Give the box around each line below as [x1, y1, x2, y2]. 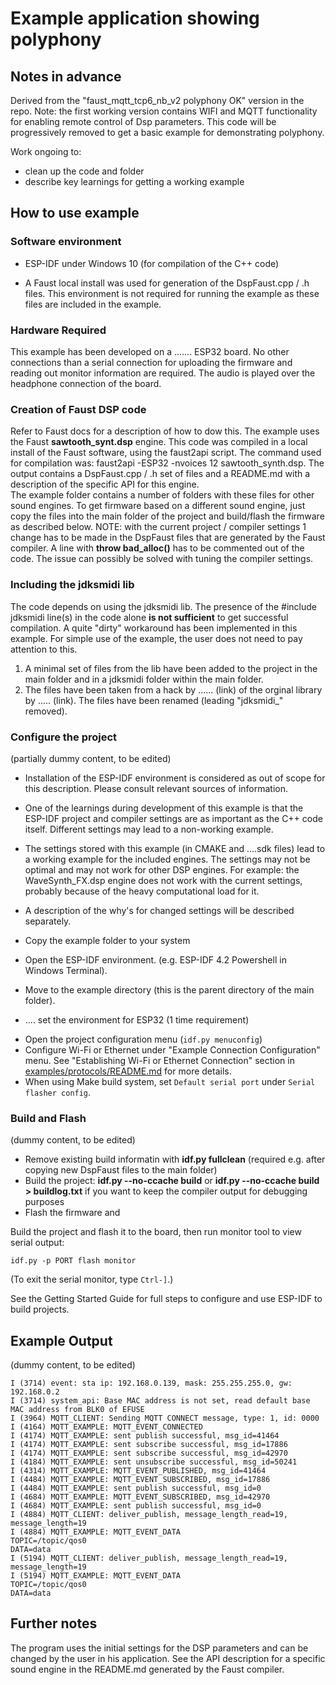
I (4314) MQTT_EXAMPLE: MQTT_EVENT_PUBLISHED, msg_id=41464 [10, 1465, 267, 1476]
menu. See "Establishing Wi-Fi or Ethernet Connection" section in [24, 1054, 295, 1066]
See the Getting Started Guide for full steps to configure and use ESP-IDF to [10, 1293, 323, 1305]
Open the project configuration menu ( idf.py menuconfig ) [24, 1033, 263, 1045]
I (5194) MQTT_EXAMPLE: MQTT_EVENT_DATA [10, 1570, 182, 1581]
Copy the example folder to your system [24, 934, 191, 946]
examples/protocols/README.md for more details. [24, 1065, 232, 1077]
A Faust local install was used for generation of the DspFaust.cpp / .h [24, 277, 310, 289]
